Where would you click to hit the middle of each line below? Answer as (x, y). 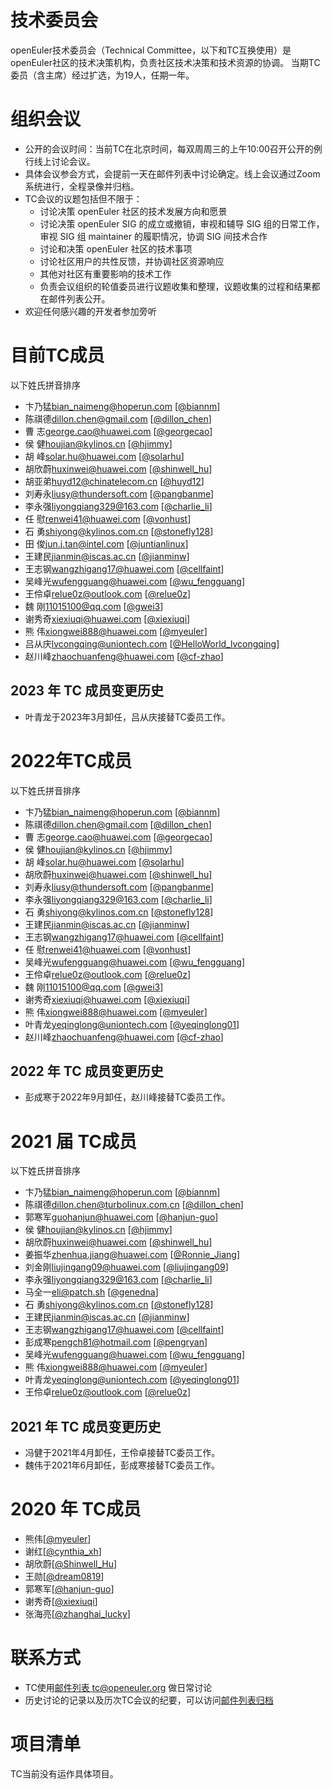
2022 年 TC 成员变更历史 (87, 1071)
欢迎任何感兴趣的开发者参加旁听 (90, 311)
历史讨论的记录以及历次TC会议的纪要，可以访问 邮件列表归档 (149, 1700)
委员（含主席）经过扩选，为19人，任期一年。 (102, 75)
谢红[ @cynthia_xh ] (63, 1552)
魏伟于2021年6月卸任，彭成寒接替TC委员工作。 (122, 1465)
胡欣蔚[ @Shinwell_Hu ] (71, 1564)
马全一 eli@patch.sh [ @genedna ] (91, 1292)
